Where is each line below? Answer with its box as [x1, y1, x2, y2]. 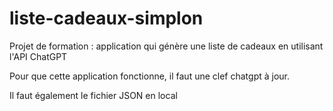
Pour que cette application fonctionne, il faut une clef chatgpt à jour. [9, 70, 291, 82]
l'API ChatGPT [9, 50, 68, 62]
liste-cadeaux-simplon [9, 7, 204, 30]
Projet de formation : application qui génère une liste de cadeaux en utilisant [9, 40, 324, 52]
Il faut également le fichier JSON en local [9, 89, 178, 101]
